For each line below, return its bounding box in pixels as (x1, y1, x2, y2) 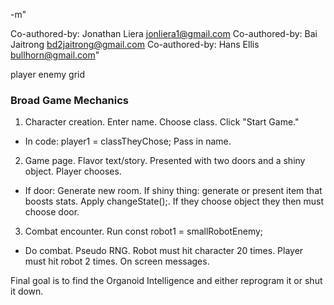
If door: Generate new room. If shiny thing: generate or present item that (24, 185, 323, 197)
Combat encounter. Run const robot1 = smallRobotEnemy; (24, 225, 264, 238)
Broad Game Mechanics (10, 93, 129, 107)
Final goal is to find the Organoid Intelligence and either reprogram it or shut (10, 275, 323, 287)
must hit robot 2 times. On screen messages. (24, 255, 210, 268)
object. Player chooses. (24, 165, 122, 178)
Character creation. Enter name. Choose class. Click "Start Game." (24, 116, 300, 128)
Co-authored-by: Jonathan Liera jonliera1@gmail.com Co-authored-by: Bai (10, 28, 318, 39)
